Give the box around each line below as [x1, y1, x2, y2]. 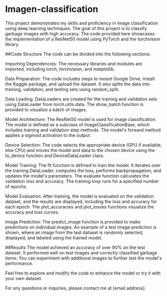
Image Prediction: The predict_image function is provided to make [5, 218, 141, 224]
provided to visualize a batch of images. [5, 106, 87, 112]
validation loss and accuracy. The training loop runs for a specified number [5, 178, 160, 184]
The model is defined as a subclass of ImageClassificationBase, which [5, 121, 150, 127]
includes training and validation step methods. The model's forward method [5, 126, 161, 133]
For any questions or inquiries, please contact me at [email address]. [5, 285, 146, 291]
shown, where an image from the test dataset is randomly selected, [5, 229, 144, 235]
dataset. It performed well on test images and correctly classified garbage [5, 249, 158, 255]
